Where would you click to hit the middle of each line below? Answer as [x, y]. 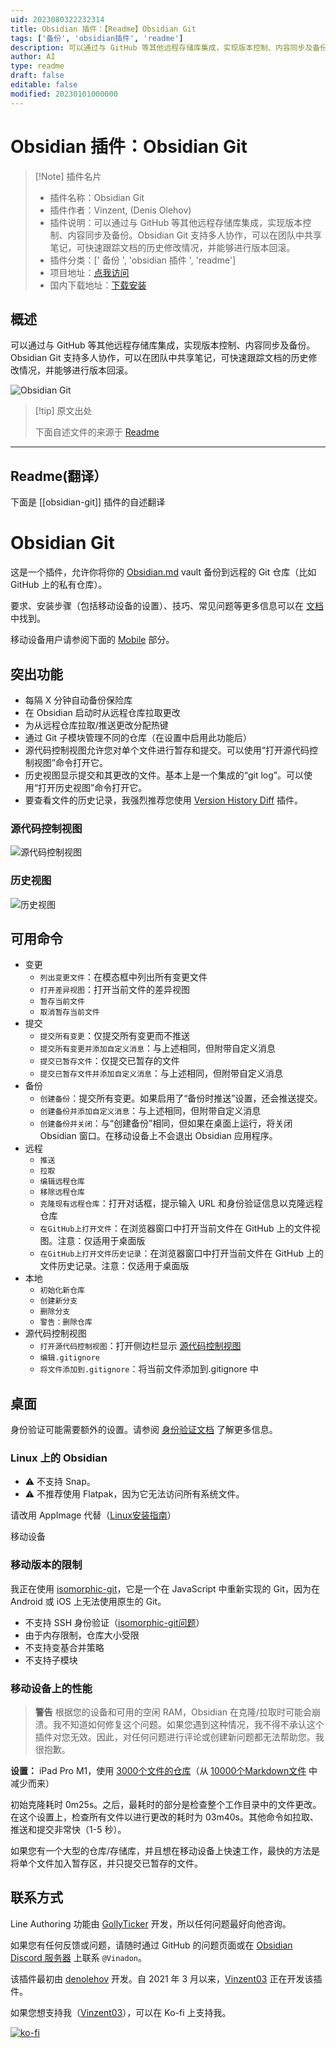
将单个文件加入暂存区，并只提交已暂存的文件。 [106, 1863]
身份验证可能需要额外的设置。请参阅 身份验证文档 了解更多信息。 [144, 1430]
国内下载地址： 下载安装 [98, 285]
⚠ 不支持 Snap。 [60, 1482]
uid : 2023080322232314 [57, 19]
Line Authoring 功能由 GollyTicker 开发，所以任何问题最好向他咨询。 [151, 1923]
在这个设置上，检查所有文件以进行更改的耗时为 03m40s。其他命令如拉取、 [164, 1817]
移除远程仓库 [62, 1192]
